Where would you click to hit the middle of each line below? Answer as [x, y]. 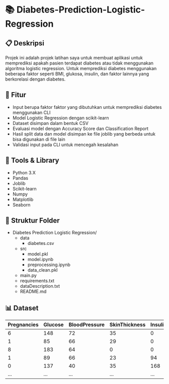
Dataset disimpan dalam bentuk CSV [51, 123]
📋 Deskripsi [25, 43]
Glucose [54, 325]
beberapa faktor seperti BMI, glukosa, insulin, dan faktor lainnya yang [77, 74]
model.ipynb [40, 260]
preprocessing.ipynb [49, 265]
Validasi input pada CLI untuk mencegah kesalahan [65, 145]
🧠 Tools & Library [32, 161]
